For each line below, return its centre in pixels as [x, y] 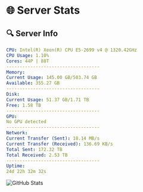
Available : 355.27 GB [33, 83]
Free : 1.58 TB [24, 105]
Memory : [16, 72]
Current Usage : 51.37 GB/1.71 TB [48, 100]
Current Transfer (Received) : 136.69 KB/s [60, 144]
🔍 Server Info [32, 33]
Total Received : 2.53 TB [37, 155]
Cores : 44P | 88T [28, 61]
